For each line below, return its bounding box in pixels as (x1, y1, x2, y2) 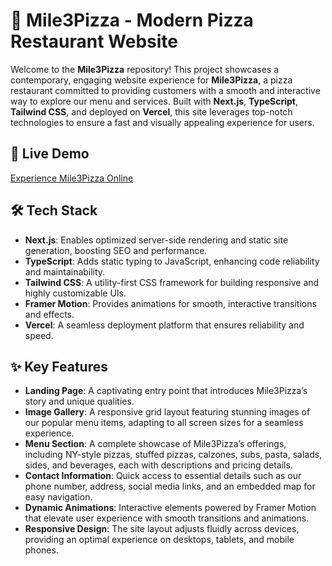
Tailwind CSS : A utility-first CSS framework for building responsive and (24, 276, 320, 288)
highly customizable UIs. (24, 287, 127, 299)
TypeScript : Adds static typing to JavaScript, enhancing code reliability (24, 255, 320, 267)
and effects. (24, 308, 75, 320)
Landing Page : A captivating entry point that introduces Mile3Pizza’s (24, 385, 308, 397)
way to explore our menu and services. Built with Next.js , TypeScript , (10, 95, 299, 107)
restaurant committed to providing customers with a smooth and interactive (10, 84, 321, 96)
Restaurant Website (10, 30, 178, 53)
